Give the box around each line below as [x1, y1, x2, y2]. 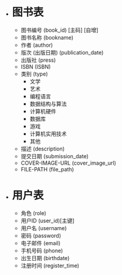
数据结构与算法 [29, 100, 67, 107]
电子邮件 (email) [20, 239, 61, 246]
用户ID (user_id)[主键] [20, 217, 75, 224]
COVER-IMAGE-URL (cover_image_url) [20, 159, 117, 167]
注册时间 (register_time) [20, 262, 80, 269]
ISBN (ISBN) [20, 63, 51, 70]
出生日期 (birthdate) [20, 254, 70, 261]
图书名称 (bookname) [20, 34, 74, 41]
